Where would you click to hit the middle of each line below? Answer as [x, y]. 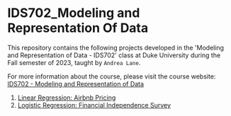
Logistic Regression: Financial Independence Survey [94, 105]
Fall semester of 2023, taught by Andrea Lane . [74, 62]
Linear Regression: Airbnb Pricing [67, 98]
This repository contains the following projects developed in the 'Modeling [116, 47]
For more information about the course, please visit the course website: [112, 76]
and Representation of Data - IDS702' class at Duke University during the [114, 55]
